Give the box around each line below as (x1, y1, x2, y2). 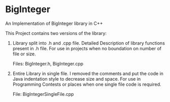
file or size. (12, 51, 36, 57)
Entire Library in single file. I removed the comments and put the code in (12, 70, 164, 77)
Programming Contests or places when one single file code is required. (12, 81, 161, 87)
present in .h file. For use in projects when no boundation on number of (12, 45, 162, 51)
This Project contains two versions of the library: (5, 30, 107, 36)
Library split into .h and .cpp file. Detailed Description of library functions (12, 40, 165, 46)
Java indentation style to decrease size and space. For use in (12, 76, 141, 82)
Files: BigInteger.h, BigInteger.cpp (12, 60, 84, 66)
